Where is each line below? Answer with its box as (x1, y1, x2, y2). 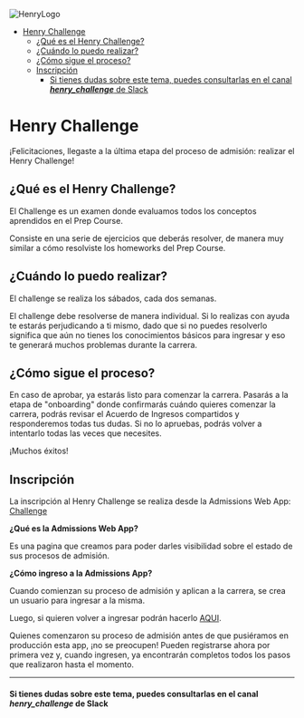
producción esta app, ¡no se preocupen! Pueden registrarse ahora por (9, 640, 271, 651)
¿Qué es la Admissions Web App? (9, 523, 138, 534)
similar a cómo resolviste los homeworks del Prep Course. (9, 242, 226, 253)
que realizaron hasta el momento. (9, 659, 134, 670)
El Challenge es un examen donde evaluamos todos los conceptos (9, 205, 257, 217)
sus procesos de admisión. (9, 550, 110, 561)
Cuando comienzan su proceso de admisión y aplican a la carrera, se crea (9, 586, 287, 597)
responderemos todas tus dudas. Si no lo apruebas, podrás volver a (9, 418, 262, 430)
